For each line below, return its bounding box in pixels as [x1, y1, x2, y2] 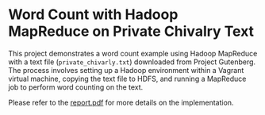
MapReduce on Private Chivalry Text [8, 22, 255, 40]
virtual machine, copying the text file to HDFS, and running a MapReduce [8, 74, 247, 83]
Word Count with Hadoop [8, 6, 179, 24]
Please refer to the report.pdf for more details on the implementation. [8, 98, 234, 107]
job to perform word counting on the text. [8, 82, 144, 92]
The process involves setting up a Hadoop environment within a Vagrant [8, 65, 244, 75]
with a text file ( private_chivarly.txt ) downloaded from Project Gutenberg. [8, 57, 256, 67]
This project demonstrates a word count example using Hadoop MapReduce [8, 48, 258, 58]
